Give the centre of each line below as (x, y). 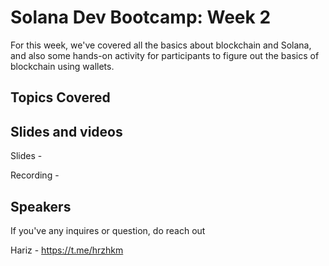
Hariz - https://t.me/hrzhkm (67, 250)
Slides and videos (66, 131)
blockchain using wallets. (62, 66)
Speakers (41, 206)
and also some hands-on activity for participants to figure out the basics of (165, 55)
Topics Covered (60, 97)
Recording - (35, 175)
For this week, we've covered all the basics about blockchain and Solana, (161, 45)
